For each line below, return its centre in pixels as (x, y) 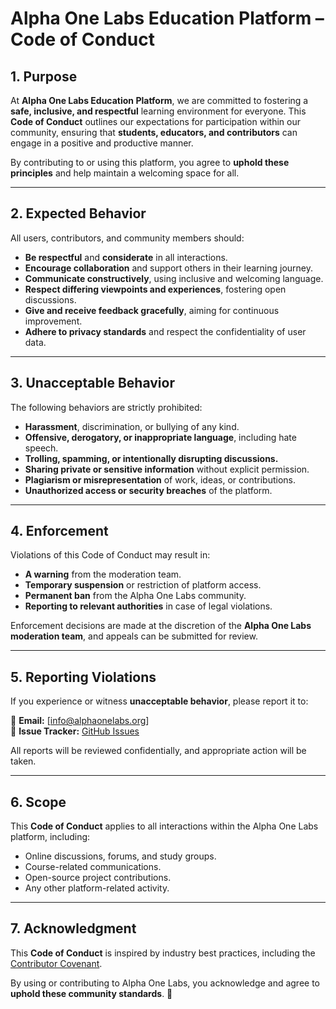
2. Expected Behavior (78, 213)
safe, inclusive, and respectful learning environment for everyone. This (158, 111)
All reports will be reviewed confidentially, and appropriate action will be (158, 751)
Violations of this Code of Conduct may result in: (110, 555)
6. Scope (38, 802)
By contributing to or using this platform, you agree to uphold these (150, 162)
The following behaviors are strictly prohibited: (106, 407)
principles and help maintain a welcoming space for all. (125, 173)
